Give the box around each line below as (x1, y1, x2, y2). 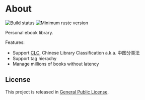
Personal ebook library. (5, 29, 53, 35)
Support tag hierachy (12, 55, 57, 61)
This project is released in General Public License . (5, 89, 109, 95)
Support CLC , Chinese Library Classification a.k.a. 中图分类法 (12, 49, 140, 56)
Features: (5, 39, 25, 45)
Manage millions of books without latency (12, 61, 99, 67)
